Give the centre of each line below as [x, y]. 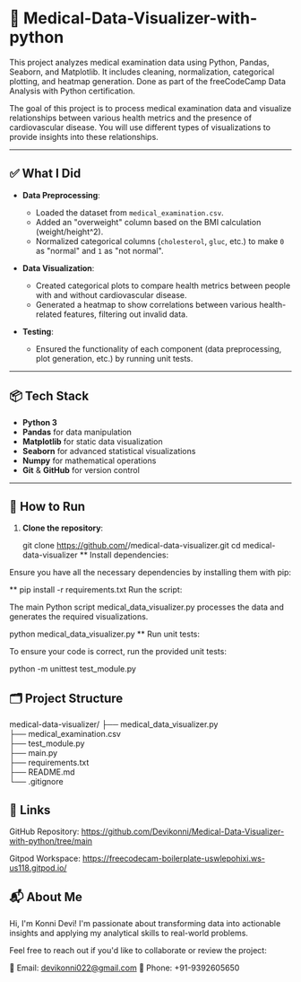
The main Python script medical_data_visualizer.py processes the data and [147, 607]
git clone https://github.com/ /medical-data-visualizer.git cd [131, 546]
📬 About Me [46, 897]
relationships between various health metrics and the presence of [131, 118]
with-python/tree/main [51, 841]
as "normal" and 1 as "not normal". [99, 250]
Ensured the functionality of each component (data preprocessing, [159, 348]
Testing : [38, 331]
